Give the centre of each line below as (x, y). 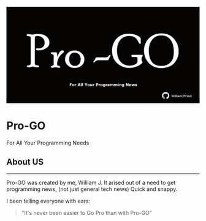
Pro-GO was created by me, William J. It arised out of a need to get (91, 182)
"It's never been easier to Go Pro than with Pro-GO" (86, 212)
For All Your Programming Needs (48, 143)
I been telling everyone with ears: (48, 201)
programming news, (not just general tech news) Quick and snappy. (92, 189)
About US (25, 162)
